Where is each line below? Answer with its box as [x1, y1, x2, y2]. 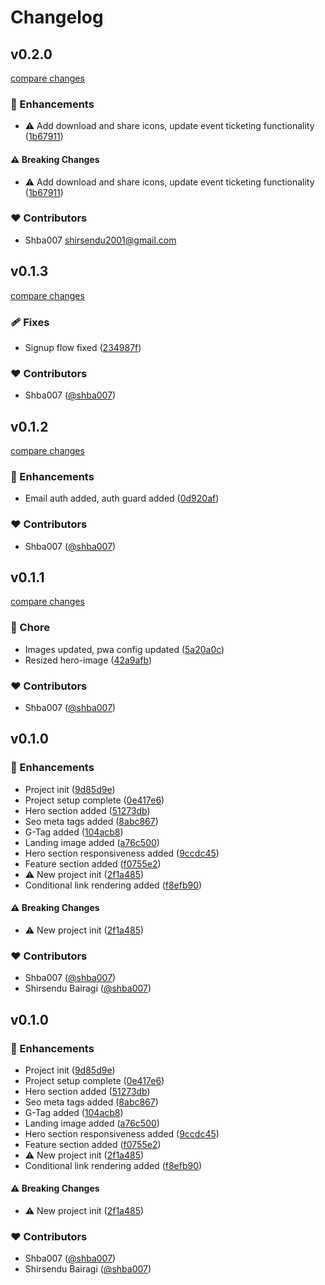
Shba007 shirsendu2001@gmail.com [24, 234, 177, 246]
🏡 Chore [10, 621, 50, 635]
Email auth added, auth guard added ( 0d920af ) [24, 492, 220, 505]
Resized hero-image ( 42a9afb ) [24, 654, 153, 666]
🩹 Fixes [10, 315, 50, 329]
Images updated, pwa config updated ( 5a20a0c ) [24, 643, 225, 655]
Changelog [10, 6, 104, 29]
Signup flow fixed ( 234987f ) [24, 341, 142, 353]
